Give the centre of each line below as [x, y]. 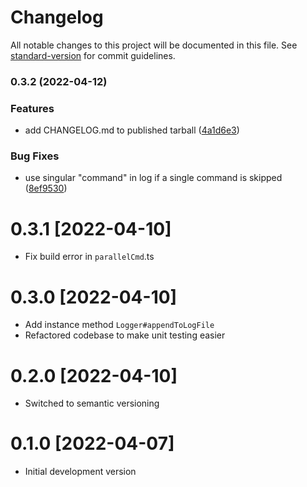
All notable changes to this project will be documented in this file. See [154, 45]
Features [32, 108]
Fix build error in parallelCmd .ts [89, 257]
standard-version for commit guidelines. [93, 55]
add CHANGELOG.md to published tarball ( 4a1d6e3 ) [132, 130]
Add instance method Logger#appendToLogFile [119, 325]
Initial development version [80, 472]
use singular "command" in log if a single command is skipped [153, 178]
